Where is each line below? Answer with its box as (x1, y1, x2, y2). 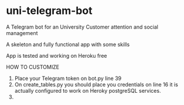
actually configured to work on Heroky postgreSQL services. (14, 87, 161, 94)
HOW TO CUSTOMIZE (6, 63, 60, 71)
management (6, 29, 38, 36)
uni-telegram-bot (6, 4, 93, 17)
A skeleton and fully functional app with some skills (6, 41, 130, 48)
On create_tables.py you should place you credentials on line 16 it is (14, 80, 179, 88)
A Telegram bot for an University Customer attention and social (6, 23, 158, 30)
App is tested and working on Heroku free (6, 52, 107, 59)
